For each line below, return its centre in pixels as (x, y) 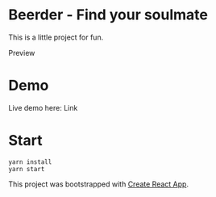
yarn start (27, 169)
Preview (22, 52)
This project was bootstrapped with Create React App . (99, 184)
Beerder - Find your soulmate (108, 15)
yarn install (30, 162)
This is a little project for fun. (56, 37)
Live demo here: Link (43, 107)
